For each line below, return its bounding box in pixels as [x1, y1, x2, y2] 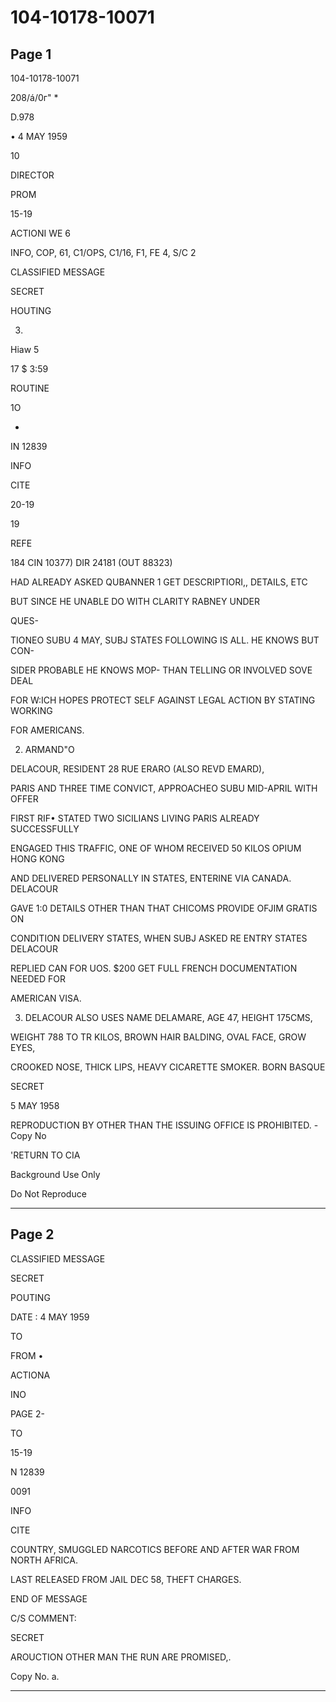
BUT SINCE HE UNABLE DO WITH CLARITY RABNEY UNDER [10, 596, 260, 607]
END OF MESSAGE [10, 1592, 88, 1605]
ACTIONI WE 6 [10, 227, 71, 239]
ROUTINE [10, 382, 50, 394]
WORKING [10, 705, 53, 716]
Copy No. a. [10, 1670, 60, 1682]
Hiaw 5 [10, 344, 40, 355]
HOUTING [10, 305, 52, 316]
